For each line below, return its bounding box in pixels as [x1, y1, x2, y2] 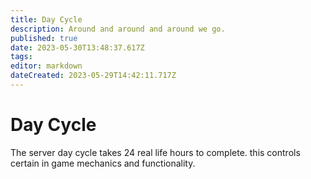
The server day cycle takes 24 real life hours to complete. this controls [10, 146, 301, 158]
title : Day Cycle [10, 14, 83, 25]
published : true [10, 33, 78, 43]
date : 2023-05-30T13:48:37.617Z [10, 42, 145, 53]
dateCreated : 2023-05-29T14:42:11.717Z [10, 71, 177, 81]
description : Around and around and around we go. [10, 24, 226, 34]
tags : [10, 52, 33, 62]
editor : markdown [10, 61, 83, 71]
